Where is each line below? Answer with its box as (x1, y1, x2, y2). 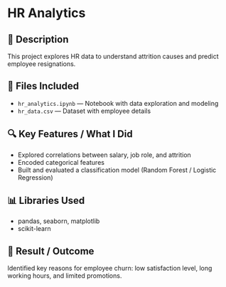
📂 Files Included (7, 80, 80, 92)
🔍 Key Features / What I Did (7, 128, 133, 140)
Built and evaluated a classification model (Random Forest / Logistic (17, 166, 217, 174)
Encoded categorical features (17, 158, 105, 166)
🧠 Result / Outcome (7, 245, 95, 257)
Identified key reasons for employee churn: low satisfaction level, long (7, 264, 212, 273)
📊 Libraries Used (7, 195, 85, 207)
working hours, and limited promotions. (7, 271, 122, 280)
